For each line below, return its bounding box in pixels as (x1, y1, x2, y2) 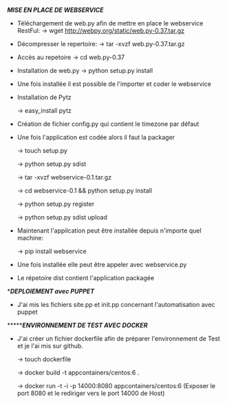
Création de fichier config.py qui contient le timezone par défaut (17, 120, 199, 128)
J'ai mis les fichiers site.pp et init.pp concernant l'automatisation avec (17, 301, 215, 308)
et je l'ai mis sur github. (17, 342, 84, 350)
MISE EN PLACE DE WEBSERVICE (7, 6, 105, 14)
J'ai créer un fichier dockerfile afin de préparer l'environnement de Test (17, 334, 220, 343)
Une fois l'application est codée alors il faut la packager (17, 134, 175, 141)
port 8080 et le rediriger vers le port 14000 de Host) (17, 389, 165, 397)
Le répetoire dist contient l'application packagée (17, 274, 155, 281)
